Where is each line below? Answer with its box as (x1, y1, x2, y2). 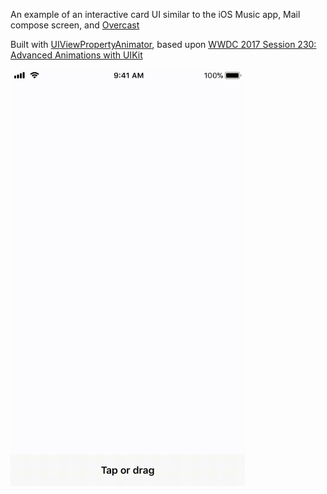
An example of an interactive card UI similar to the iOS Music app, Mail (10, 9, 301, 20)
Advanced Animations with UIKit (10, 49, 143, 61)
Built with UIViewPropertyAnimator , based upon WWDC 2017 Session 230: (10, 39, 317, 50)
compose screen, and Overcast (10, 19, 140, 31)
